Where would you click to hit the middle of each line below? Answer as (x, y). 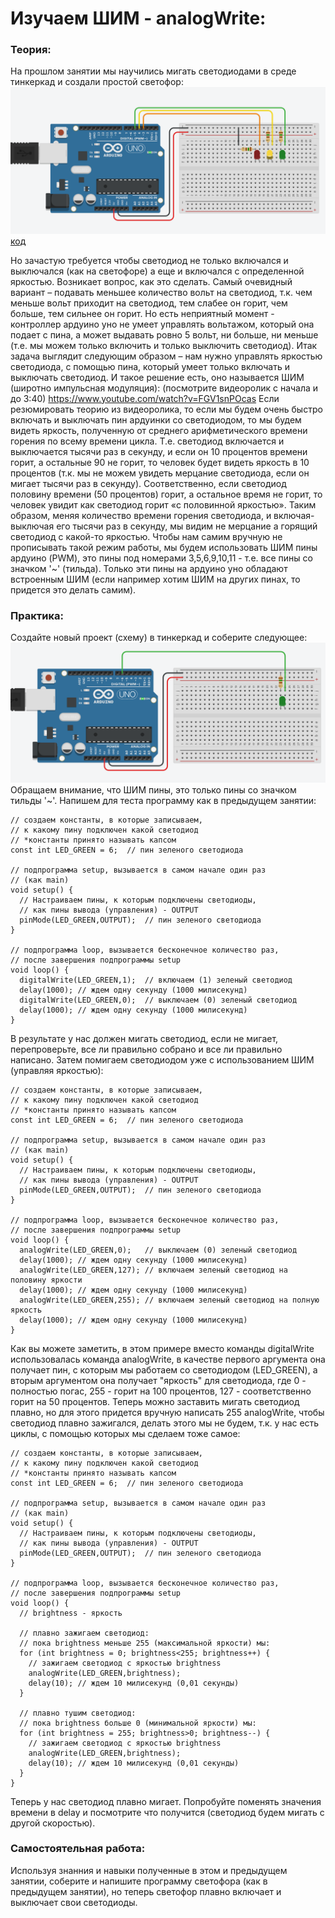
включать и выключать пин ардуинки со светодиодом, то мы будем (156, 419)
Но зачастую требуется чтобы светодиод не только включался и (149, 260)
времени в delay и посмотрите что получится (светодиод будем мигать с (167, 1812)
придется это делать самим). (73, 589)
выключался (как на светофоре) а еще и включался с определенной (157, 271)
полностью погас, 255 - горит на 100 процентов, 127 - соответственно (161, 1391)
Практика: (37, 615)
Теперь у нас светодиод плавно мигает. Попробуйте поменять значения (166, 1801)
